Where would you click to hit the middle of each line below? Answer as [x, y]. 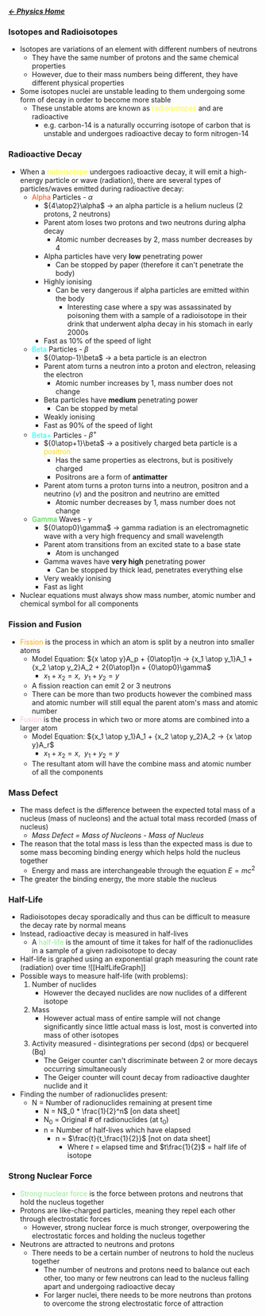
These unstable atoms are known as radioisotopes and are [127, 108]
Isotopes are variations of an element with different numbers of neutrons [139, 49]
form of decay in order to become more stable [95, 100]
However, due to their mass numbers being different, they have [135, 75]
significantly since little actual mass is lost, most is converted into [150, 1027]
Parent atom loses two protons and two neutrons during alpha [145, 222]
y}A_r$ [43, 745]
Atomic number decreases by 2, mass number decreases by [154, 239]
